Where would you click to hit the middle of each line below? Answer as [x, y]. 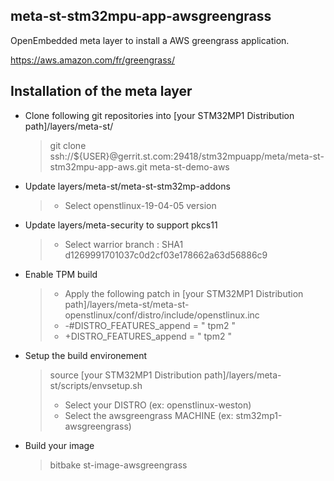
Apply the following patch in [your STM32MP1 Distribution [184, 293]
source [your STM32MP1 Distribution [126, 375]
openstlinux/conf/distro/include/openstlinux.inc [162, 315]
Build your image [59, 445]
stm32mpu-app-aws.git [98, 166]
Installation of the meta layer [101, 91]
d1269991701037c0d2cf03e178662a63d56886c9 [166, 255]
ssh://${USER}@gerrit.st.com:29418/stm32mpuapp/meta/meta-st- [187, 156]
